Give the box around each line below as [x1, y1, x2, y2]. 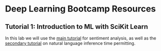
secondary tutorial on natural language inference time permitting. [5, 40, 136, 46]
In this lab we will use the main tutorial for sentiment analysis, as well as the [5, 35, 157, 41]
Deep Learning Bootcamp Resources [5, 3, 156, 14]
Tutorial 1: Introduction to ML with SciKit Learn [5, 23, 148, 31]
